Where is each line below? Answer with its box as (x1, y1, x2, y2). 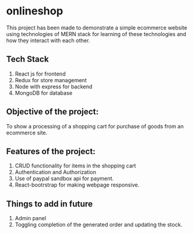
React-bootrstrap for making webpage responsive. (14, 181, 140, 188)
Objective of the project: (6, 107, 99, 117)
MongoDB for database (14, 89, 73, 97)
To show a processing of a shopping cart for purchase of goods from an (6, 122, 184, 130)
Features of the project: (6, 146, 96, 157)
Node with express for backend (14, 83, 93, 90)
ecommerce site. (6, 129, 48, 136)
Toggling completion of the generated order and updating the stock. (14, 221, 183, 229)
